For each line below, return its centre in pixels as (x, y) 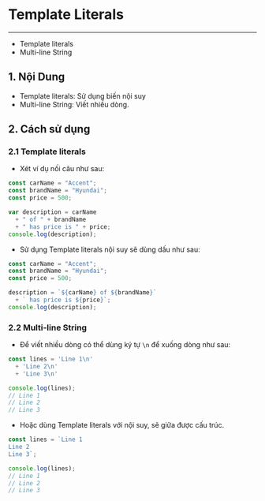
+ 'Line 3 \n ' (37, 374)
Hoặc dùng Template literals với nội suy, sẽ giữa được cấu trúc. (122, 425)
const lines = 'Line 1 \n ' (50, 359)
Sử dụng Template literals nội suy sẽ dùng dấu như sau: (110, 249)
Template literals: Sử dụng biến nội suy (82, 95)
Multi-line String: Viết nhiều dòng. (74, 104)
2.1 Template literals (47, 151)
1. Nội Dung (37, 77)
